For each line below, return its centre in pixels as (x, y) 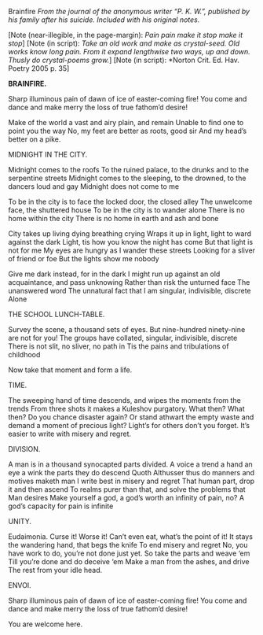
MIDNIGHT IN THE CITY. (48, 154)
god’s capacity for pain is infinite (61, 506)
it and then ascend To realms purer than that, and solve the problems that (127, 489)
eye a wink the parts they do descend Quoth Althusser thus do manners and (131, 473)
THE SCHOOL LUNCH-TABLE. (57, 314)
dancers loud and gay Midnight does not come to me (93, 186)
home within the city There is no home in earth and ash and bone (113, 218)
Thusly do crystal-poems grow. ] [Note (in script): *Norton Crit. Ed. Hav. (124, 60)
